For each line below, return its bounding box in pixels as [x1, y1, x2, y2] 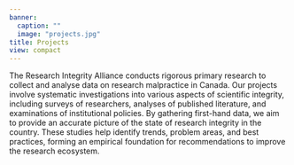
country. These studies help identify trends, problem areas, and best [9, 127, 259, 137]
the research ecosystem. [9, 145, 100, 156]
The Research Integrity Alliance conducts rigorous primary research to [9, 70, 267, 81]
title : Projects [9, 37, 69, 47]
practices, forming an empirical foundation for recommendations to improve [9, 137, 286, 147]
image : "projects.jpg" [17, 29, 101, 38]
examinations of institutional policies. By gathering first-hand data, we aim [9, 108, 280, 119]
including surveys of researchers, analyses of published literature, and [9, 98, 267, 109]
